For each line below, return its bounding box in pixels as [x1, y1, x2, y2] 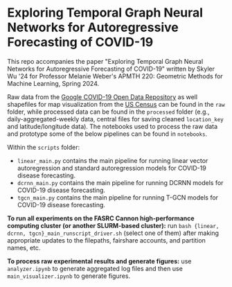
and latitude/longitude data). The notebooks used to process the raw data [7, 122, 218, 130]
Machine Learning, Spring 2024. [7, 79, 100, 87]
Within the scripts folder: [7, 143, 80, 151]
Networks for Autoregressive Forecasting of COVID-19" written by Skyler [7, 64, 215, 73]
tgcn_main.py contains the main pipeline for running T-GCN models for [17, 193, 219, 202]
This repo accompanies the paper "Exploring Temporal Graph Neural [7, 57, 204, 65]
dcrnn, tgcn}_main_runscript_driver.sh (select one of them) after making [7, 229, 220, 237]
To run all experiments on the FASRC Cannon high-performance [7, 214, 195, 223]
